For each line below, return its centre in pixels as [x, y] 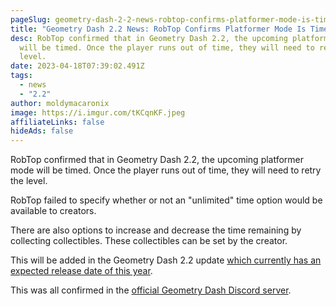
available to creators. [53, 211]
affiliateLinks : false [57, 122]
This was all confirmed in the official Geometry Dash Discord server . [151, 290]
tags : [21, 76]
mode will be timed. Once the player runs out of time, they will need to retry [166, 170]
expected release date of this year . [81, 271]
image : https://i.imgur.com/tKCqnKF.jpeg [98, 112]
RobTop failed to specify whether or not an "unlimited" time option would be [166, 200]
